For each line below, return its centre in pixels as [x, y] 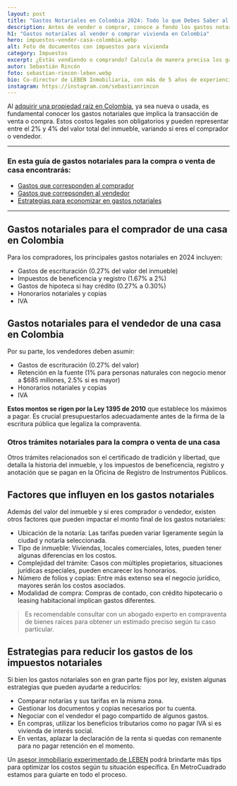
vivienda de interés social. [55, 731]
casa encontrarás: [39, 170]
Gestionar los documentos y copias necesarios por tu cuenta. [107, 708]
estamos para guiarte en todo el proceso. [67, 775]
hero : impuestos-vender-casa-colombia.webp [72, 40]
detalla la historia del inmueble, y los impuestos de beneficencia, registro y [116, 465]
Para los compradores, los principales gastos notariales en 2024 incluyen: [115, 257]
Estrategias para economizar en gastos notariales [90, 200]
